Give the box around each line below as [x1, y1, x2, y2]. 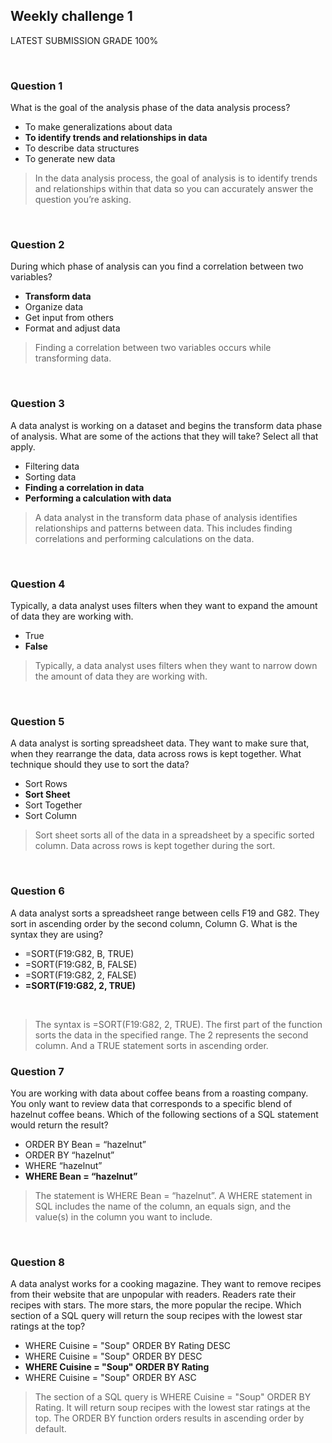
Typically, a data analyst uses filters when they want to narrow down [34, 660, 318, 671]
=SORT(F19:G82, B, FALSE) [24, 958, 138, 970]
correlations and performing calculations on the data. [34, 532, 255, 544]
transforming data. [34, 352, 112, 364]
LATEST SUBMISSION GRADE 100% [10, 34, 159, 46]
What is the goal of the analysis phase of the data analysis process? [10, 102, 291, 114]
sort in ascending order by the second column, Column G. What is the [10, 917, 298, 929]
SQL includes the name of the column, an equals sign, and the [34, 1200, 292, 1212]
